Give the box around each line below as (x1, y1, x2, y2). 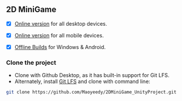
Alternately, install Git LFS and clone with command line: (14, 78, 150, 85)
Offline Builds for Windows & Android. (14, 43, 106, 50)
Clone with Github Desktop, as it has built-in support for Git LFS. (14, 72, 170, 79)
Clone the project (6, 58, 57, 67)
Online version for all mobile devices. (14, 32, 104, 39)
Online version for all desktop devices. (14, 20, 107, 27)
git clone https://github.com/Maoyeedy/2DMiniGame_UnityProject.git (6, 89, 177, 95)
